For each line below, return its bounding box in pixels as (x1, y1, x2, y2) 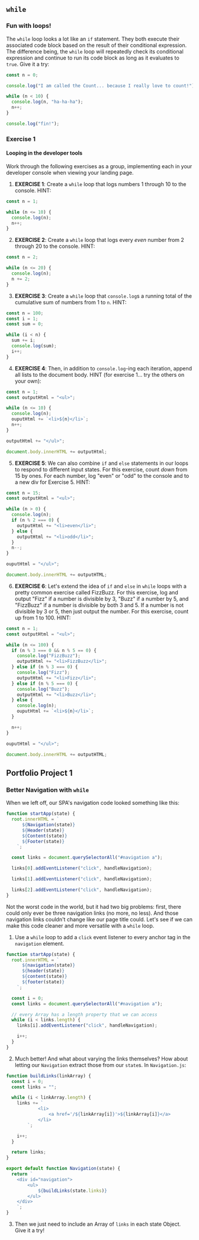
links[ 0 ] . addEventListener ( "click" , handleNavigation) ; (11, 866, 152, 871)
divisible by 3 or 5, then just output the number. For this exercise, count (14, 608, 189, 615)
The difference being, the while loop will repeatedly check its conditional (6, 48, 184, 55)
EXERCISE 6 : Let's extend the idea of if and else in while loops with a (14, 583, 187, 590)
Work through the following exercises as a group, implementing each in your (6, 162, 192, 169)
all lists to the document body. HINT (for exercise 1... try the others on (14, 371, 185, 378)
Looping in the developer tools (6, 149, 83, 157)
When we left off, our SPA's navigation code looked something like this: (6, 800, 179, 807)
